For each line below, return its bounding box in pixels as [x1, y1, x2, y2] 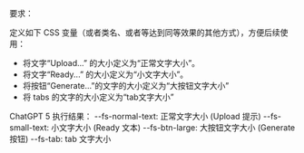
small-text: [9, 122, 50, 133]
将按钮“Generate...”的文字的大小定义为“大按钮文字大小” [22, 81, 230, 91]
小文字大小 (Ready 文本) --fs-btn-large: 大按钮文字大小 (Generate [51, 122, 296, 133]
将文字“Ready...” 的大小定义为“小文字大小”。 [22, 69, 189, 80]
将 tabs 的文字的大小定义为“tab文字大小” [22, 91, 174, 102]
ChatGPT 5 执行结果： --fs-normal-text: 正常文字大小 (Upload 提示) [9, 111, 261, 121]
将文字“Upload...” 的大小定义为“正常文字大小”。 [22, 58, 201, 68]
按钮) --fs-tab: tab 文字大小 [9, 134, 112, 144]
